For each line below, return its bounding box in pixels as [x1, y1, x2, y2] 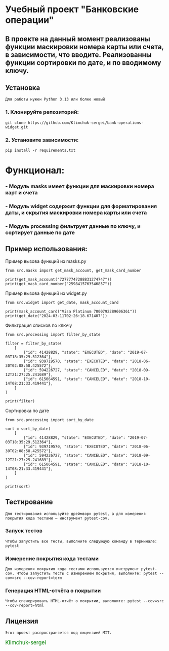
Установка [5, 83, 40, 92]
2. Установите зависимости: [5, 136, 79, 143]
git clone [5, 120, 26, 125]
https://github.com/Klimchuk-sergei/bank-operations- [27, 120, 144, 125]
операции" [5, 14, 54, 26]
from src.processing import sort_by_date [5, 417, 94, 422]
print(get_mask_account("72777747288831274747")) [5, 277, 112, 282]
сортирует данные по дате [5, 229, 75, 236]
